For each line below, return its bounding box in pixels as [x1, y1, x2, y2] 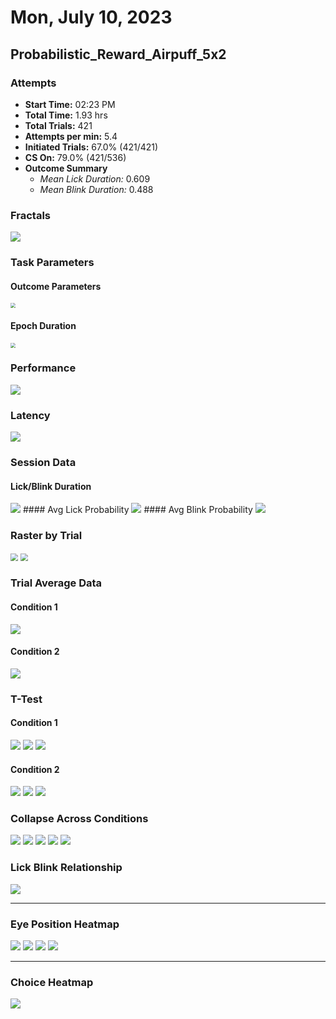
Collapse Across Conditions [10, 812, 149, 826]
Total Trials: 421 [24, 119, 93, 131]
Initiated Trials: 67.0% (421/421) [24, 141, 159, 153]
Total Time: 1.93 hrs [24, 109, 108, 121]
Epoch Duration [10, 319, 77, 331]
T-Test [10, 692, 43, 706]
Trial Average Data [10, 576, 103, 590]
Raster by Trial [10, 529, 83, 543]
